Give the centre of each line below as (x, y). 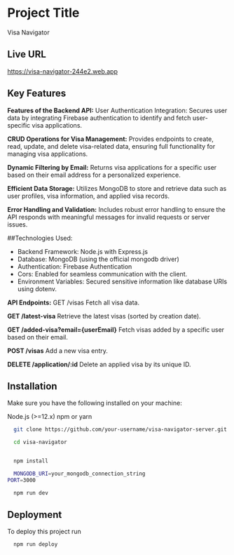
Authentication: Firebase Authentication (75, 266)
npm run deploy (36, 544)
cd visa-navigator (41, 442)
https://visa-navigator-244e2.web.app (62, 71)
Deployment (35, 515)
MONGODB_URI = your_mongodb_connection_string (80, 474)
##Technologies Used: (40, 238)
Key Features (37, 94)
